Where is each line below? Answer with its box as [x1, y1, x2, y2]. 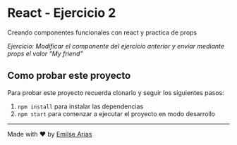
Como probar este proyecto [7, 70, 131, 82]
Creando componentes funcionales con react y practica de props [7, 28, 197, 37]
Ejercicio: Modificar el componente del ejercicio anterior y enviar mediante [7, 42, 224, 50]
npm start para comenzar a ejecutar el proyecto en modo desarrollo [17, 109, 215, 118]
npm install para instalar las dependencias [17, 102, 144, 111]
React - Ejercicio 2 [7, 5, 116, 21]
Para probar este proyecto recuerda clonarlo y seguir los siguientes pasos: [7, 88, 224, 96]
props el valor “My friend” [7, 49, 83, 58]
